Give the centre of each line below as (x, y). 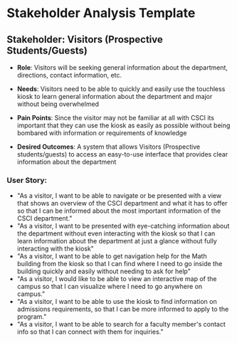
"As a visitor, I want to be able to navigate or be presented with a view (119, 196)
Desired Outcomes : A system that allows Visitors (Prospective (109, 147)
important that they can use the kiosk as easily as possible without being (123, 125)
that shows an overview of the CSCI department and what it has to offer (122, 204)
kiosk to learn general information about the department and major (115, 96)
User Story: (27, 180)
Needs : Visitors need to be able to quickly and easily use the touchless (121, 89)
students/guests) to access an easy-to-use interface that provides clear (122, 154)
